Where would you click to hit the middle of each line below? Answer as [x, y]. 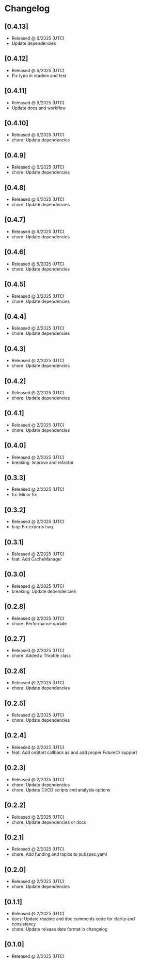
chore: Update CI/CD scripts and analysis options [61, 790]
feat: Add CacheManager [37, 559]
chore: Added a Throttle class [41, 656]
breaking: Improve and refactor [42, 462]
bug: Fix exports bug [32, 527]
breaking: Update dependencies [44, 591]
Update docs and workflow [39, 108]
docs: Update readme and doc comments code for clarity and [73, 919]
